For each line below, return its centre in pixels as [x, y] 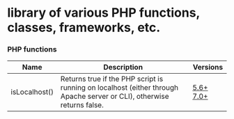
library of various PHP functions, [104, 13]
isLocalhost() [32, 92]
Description [123, 68]
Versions [208, 68]
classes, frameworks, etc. [84, 27]
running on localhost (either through [119, 88]
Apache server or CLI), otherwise [115, 97]
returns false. [82, 105]
